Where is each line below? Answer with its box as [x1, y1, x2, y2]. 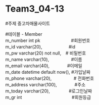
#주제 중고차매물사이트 [5, 20, 51, 26]
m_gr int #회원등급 [5, 94, 91, 100]
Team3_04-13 [5, 3, 65, 15]
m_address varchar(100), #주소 [5, 81, 86, 87]
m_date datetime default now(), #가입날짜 [5, 69, 91, 75]
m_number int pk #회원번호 [5, 37, 90, 43]
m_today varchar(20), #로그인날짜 [5, 88, 92, 94]
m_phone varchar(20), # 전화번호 [5, 75, 94, 81]
